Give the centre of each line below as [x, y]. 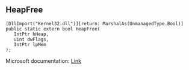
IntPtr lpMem [30, 44]
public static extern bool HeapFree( [53, 29]
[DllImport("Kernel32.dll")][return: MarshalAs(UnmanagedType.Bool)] [95, 23]
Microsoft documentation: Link [44, 61]
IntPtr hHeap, [31, 34]
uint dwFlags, [31, 39]
